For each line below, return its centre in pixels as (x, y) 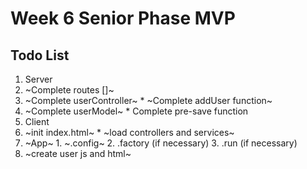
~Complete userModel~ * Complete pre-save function (136, 111)
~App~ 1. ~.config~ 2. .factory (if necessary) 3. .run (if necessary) (161, 143)
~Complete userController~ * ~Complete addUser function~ (148, 100)
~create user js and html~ (78, 153)
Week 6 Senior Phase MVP (123, 18)
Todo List (40, 55)
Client (37, 121)
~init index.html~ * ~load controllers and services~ (129, 132)
